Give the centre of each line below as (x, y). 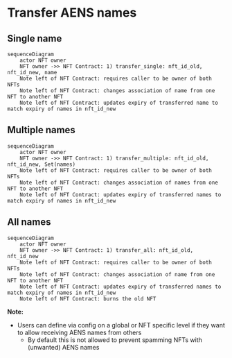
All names (29, 222)
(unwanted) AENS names (63, 347)
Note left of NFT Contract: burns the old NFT (88, 299)
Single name (35, 39)
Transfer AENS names (72, 13)
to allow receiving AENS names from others (79, 332)
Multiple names (42, 130)
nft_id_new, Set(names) (42, 164)
